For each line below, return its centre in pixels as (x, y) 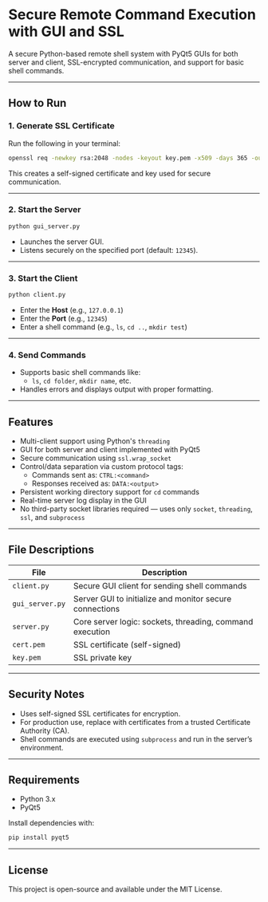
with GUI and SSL (67, 32)
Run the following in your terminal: (65, 143)
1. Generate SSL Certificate (61, 126)
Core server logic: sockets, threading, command (163, 621)
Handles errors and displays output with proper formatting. (116, 389)
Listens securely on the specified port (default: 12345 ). (109, 250)
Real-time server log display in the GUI (83, 500)
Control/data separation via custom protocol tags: (101, 466)
